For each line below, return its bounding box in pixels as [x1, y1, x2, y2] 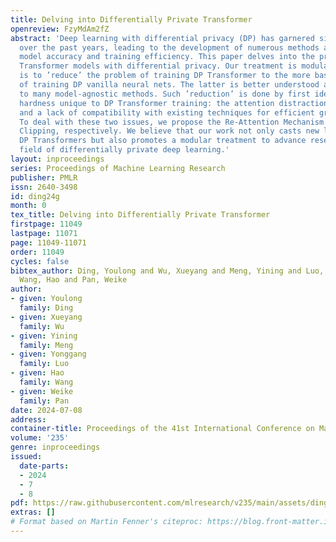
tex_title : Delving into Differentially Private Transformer [10, 210, 271, 220]
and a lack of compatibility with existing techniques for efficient [19, 107, 315, 118]
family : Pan [19, 396, 70, 406]
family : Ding [19, 303, 74, 313]
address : [10, 414, 47, 425]
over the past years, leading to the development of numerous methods [19, 42, 320, 53]
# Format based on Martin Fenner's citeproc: [10, 517, 203, 527]
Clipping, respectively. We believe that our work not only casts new [19, 126, 320, 136]
